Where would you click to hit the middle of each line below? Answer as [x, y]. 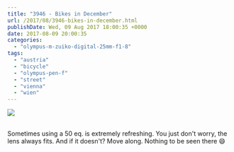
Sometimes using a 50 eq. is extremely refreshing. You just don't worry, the [117, 134]
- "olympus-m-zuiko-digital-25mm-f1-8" [73, 47]
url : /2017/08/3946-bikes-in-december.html [73, 21]
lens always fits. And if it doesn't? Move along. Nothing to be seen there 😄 [116, 141]
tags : [15, 54]
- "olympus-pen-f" [41, 73]
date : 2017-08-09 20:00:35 [47, 34]
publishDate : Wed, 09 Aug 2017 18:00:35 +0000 [77, 27]
